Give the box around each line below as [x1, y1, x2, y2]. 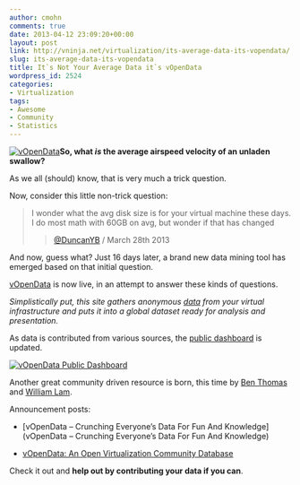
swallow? [9, 156, 46, 166]
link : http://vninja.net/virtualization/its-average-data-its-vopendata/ [9, 47, 291, 56]
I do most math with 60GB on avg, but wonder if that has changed [30, 217, 275, 228]
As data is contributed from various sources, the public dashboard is [9, 333, 262, 343]
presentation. [9, 316, 59, 325]
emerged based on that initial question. [9, 262, 154, 272]
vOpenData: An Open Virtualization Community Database [21, 448, 234, 458]
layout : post [9, 38, 58, 48]
